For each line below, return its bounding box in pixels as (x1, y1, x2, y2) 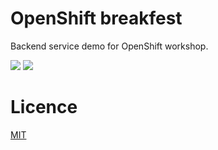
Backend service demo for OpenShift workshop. (10, 40, 209, 52)
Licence (10, 96, 78, 119)
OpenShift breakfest (10, 7, 183, 30)
